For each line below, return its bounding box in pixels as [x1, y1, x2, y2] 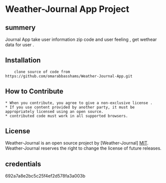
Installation [5, 56, 41, 65]
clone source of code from [14, 69, 70, 74]
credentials [5, 160, 41, 168]
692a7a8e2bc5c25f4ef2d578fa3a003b [5, 173, 86, 179]
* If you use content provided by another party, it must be [5, 104, 135, 110]
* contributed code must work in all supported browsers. [5, 113, 128, 118]
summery [5, 23, 36, 32]
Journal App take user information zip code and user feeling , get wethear [5, 36, 157, 42]
